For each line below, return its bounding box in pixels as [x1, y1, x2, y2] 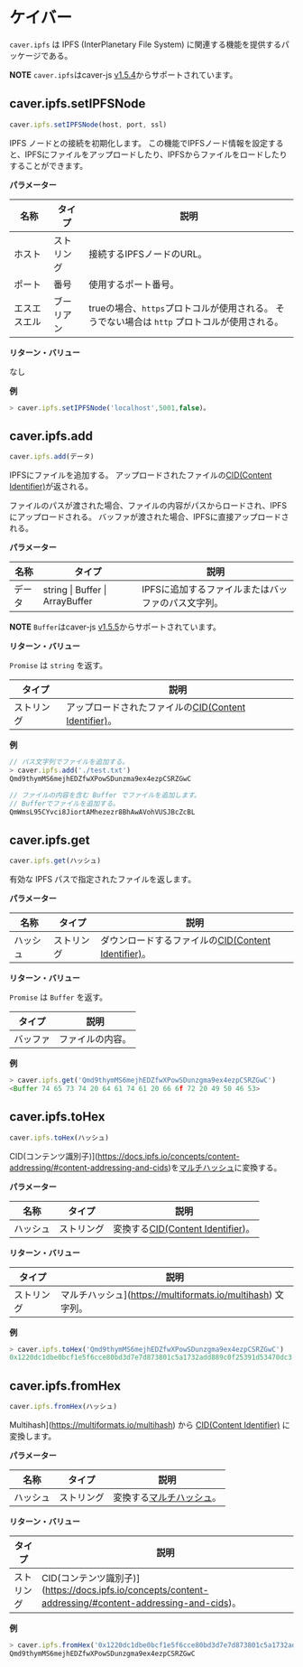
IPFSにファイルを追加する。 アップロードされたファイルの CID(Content [9, 470, 272, 480]
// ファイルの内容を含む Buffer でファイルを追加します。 [9, 790, 201, 799]
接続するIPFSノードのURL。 [88, 247, 207, 260]
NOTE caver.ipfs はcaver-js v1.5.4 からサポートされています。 [9, 69, 238, 80]
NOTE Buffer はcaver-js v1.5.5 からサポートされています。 [9, 621, 221, 632]
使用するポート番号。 [88, 278, 179, 291]
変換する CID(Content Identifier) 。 [113, 1222, 255, 1234]
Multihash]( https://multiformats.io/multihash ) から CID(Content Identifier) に [9, 1420, 290, 1430]
